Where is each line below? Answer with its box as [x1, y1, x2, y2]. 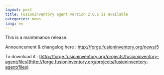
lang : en [5, 21, 23, 26]
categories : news [5, 16, 41, 21]
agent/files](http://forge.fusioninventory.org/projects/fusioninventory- [5, 59, 149, 65]
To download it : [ [5, 54, 41, 60]
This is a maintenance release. [5, 35, 68, 40]
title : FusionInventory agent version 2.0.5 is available [5, 12, 128, 17]
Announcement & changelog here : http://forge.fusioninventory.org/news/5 [5, 44, 160, 50]
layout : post [5, 7, 32, 12]
